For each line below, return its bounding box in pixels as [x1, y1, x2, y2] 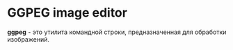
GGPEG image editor [7, 5, 127, 21]
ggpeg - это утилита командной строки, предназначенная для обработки [7, 28, 227, 36]
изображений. [7, 35, 50, 43]
